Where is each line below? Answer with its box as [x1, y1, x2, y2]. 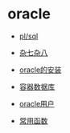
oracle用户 [19, 99, 55, 108]
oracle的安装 [19, 65, 62, 75]
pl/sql [19, 31, 39, 41]
